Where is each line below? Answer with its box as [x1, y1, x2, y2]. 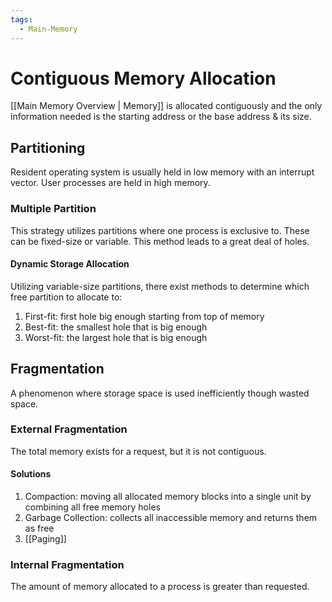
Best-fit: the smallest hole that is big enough [24, 321, 208, 333]
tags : [10, 14, 33, 25]
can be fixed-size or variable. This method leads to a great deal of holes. [10, 235, 310, 247]
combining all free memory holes [24, 501, 161, 513]
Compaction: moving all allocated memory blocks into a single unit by [24, 491, 312, 503]
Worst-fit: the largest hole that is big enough [24, 331, 208, 343]
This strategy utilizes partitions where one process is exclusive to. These [10, 224, 310, 236]
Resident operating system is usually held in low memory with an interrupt [10, 166, 315, 178]
